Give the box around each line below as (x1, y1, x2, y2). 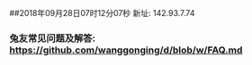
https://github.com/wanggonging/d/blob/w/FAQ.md (9, 44, 243, 56)
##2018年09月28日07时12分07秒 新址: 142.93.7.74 (9, 8, 195, 18)
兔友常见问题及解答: (9, 32, 96, 45)
